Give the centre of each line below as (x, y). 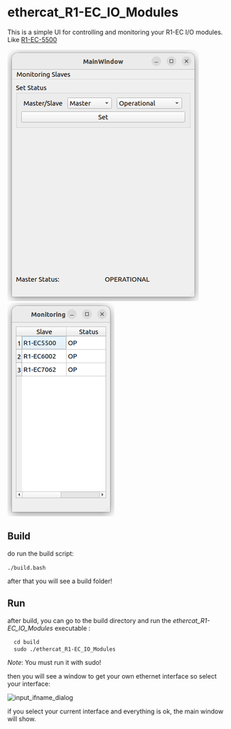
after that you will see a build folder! (60, 581)
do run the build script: (41, 553)
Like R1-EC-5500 (32, 39)
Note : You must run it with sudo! (54, 662)
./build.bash (27, 568)
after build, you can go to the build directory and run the (90, 620)
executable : (72, 628)
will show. (22, 718)
